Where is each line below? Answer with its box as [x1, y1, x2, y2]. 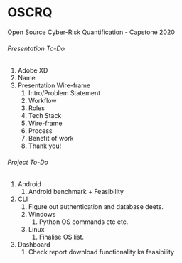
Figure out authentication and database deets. [28, 203, 164, 211]
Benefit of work [28, 134, 74, 143]
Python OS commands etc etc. [38, 218, 129, 226]
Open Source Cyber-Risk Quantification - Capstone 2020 [7, 28, 176, 36]
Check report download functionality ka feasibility [28, 248, 175, 257]
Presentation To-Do [7, 44, 65, 53]
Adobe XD [17, 66, 48, 75]
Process [28, 127, 53, 135]
